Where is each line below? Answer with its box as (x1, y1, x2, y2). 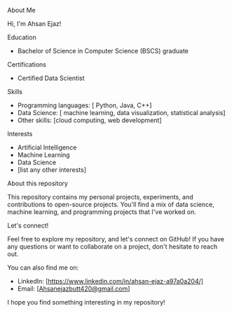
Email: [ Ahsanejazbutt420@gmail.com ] (17, 284, 130, 293)
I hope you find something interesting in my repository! (7, 298, 166, 306)
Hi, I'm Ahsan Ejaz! (7, 20, 62, 27)
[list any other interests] (17, 166, 86, 174)
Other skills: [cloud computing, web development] (17, 116, 162, 124)
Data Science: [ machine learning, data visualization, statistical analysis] (17, 109, 226, 116)
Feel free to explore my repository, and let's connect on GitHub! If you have (7, 235, 224, 243)
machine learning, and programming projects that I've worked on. (7, 208, 196, 216)
